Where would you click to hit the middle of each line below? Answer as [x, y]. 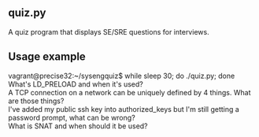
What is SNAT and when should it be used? [78, 126]
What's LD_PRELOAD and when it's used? [76, 84]
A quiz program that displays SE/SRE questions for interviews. [109, 31]
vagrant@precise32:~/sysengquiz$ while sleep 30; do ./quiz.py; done [122, 76]
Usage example [47, 57]
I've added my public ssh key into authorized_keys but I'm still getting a [124, 109]
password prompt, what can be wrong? [72, 117]
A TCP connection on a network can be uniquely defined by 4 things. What [129, 92]
